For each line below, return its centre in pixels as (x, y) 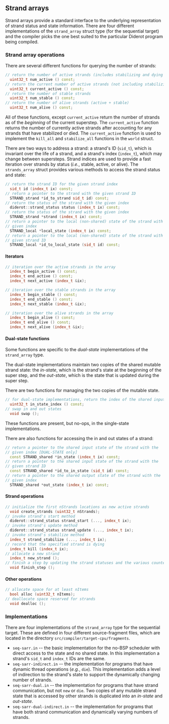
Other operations (23, 579)
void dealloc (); (28, 603)
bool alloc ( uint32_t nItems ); (43, 594)
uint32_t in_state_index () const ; (47, 404)
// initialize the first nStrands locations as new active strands (77, 507)
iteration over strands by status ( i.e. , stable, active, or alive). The (72, 164)
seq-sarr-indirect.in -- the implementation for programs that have (82, 664)
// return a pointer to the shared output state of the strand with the (83, 476)
